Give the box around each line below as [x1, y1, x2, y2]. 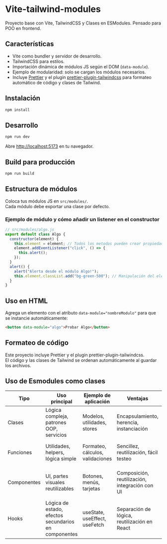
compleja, [45, 413, 69, 420]
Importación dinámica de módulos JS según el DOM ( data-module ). [12, 63, 150, 69]
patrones [45, 419, 67, 426]
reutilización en [116, 518, 153, 525]
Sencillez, [116, 443, 140, 450]
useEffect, [83, 515, 106, 522]
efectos [45, 512, 64, 519]
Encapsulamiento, [116, 413, 159, 420]
